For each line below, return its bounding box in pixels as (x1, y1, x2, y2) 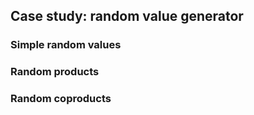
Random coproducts (10, 92, 112, 106)
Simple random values (10, 38, 122, 52)
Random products (10, 65, 100, 79)
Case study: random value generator (10, 8, 244, 25)
